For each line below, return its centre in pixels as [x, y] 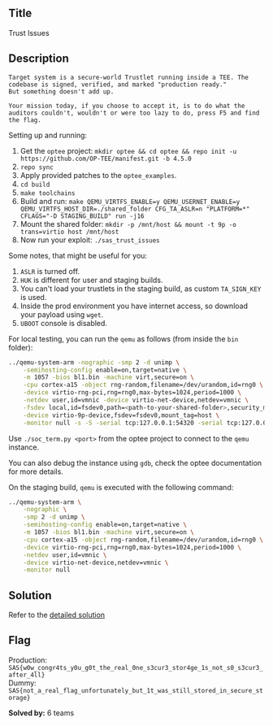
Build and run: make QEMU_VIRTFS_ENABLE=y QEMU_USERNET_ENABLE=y [130, 201]
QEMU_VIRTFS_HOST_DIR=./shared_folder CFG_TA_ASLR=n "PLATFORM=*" [135, 209]
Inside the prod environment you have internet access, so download [134, 306]
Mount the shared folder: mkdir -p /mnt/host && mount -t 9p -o [128, 224]
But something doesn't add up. [61, 91]
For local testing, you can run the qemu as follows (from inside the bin [123, 339]
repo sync [37, 167]
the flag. [25, 120]
